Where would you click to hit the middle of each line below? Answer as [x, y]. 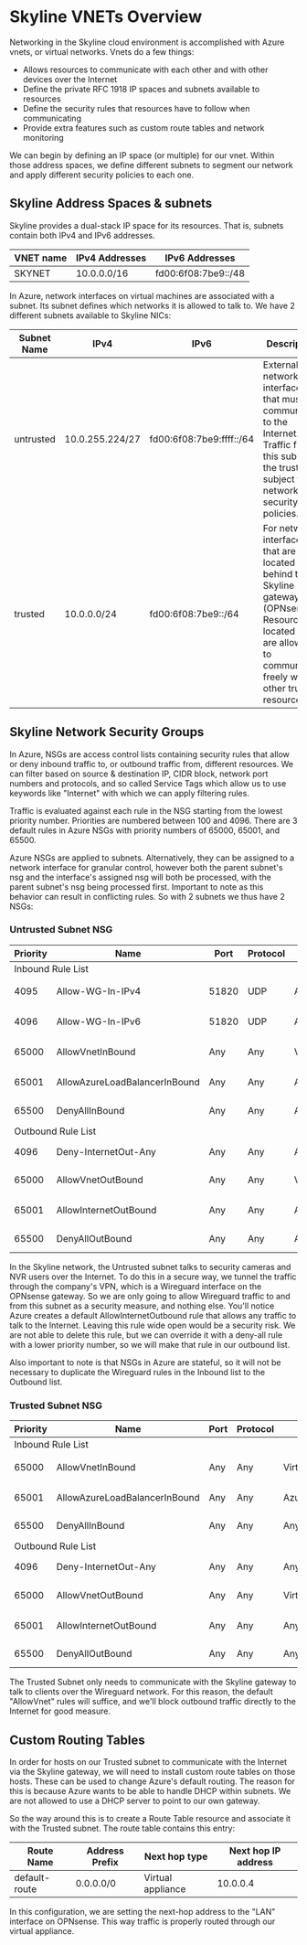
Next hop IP [255, 1851]
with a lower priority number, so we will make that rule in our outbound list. [150, 1344]
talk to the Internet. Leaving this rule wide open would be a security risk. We [153, 1325]
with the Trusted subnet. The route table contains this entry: [122, 1828]
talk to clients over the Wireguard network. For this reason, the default [142, 1692]
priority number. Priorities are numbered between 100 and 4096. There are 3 [153, 820]
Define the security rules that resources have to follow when [136, 108]
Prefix [105, 1862]
